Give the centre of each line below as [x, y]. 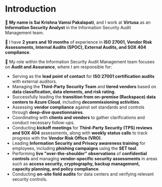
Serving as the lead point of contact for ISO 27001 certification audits [83, 76]
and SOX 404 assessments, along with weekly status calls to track [80, 133]
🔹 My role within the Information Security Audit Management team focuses [80, 62]
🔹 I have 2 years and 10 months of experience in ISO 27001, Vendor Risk [79, 42]
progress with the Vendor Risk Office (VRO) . [57, 138]
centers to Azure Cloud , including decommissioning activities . [76, 102]
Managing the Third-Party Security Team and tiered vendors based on [84, 86]
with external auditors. [35, 81]
